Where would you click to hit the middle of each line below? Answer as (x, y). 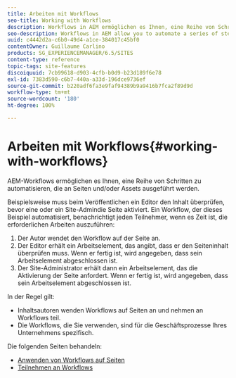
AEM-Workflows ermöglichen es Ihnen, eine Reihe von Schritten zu (104, 181)
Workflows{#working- (151, 147)
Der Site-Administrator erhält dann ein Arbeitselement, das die (107, 267)
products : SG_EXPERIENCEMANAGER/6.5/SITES (70, 53)
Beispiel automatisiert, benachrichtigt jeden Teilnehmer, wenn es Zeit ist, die (118, 217)
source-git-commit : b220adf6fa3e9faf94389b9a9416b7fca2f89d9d (100, 86)
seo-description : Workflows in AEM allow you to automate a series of (113, 33)
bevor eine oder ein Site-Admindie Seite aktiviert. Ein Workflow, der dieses (115, 209)
